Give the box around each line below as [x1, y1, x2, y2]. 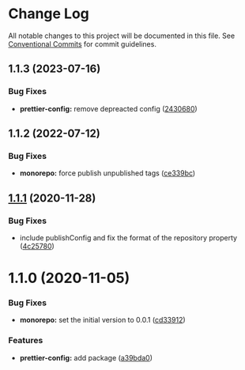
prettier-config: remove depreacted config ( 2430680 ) [19, 104, 198, 113]
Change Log [8, 5, 89, 23]
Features [8, 335, 43, 346]
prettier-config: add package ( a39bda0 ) [19, 353, 153, 362]
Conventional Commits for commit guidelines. [8, 39, 156, 48]
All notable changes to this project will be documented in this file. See [8, 31, 236, 40]
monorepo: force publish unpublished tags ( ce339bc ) [19, 168, 196, 178]
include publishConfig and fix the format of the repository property [19, 233, 238, 242]
